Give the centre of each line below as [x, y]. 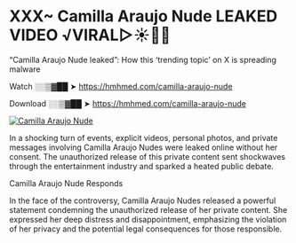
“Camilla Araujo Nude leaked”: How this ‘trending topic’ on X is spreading [143, 59]
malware [25, 69]
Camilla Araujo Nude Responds [66, 183]
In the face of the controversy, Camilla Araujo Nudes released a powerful [143, 200]
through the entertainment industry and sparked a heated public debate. [141, 166]
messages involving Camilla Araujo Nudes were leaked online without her [144, 147]
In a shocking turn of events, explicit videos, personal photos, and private [144, 137]
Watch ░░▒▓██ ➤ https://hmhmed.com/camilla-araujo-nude [121, 86]
